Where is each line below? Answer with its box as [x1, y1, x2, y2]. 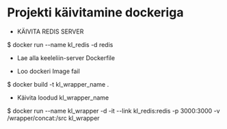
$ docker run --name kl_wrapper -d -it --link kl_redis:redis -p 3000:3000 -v [7, 106, 220, 115]
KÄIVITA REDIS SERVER [16, 27, 84, 35]
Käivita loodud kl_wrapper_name [16, 94, 109, 102]
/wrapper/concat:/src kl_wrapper [7, 114, 101, 122]
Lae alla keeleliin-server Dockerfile [16, 53, 115, 62]
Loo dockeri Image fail [16, 67, 80, 75]
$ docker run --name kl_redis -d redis [7, 40, 113, 48]
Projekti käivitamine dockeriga [7, 5, 184, 20]
